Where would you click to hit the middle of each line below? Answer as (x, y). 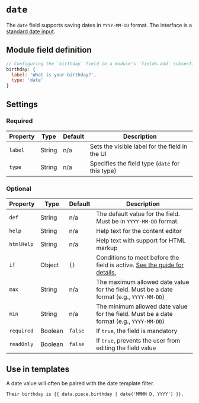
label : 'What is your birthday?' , (54, 75)
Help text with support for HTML (141, 241)
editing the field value (126, 348)
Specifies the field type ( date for (135, 163)
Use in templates (38, 369)
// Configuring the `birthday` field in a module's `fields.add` (88, 63)
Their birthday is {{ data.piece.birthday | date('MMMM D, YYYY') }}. (95, 394)
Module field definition (49, 50)
